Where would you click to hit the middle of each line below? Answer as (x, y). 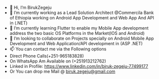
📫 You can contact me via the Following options (58, 49)
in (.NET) (18, 23)
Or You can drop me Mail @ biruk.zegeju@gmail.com (62, 71)
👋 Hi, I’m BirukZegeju (31, 8)
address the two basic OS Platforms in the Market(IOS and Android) (77, 33)
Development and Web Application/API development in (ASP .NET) (76, 43)
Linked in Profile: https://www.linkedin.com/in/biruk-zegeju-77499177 (79, 66)
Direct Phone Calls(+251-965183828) (47, 56)
